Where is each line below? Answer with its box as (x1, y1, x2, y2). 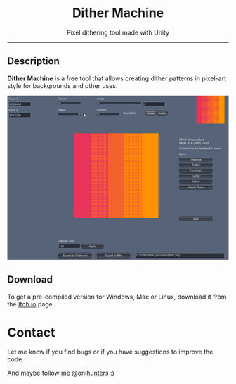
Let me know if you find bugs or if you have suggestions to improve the (7, 347, 214, 357)
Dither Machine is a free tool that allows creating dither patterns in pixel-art (7, 74, 227, 82)
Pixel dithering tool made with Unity (66, 28, 170, 37)
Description (7, 55, 60, 68)
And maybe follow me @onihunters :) (7, 368, 114, 378)
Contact (7, 324, 55, 340)
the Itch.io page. (7, 299, 55, 308)
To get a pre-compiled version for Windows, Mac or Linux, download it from (7, 292, 227, 301)
